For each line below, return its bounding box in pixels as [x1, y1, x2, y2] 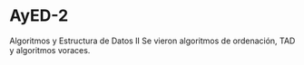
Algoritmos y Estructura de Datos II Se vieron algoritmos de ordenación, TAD [9, 35, 296, 46]
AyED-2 [9, 5, 69, 26]
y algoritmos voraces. [9, 44, 91, 55]
